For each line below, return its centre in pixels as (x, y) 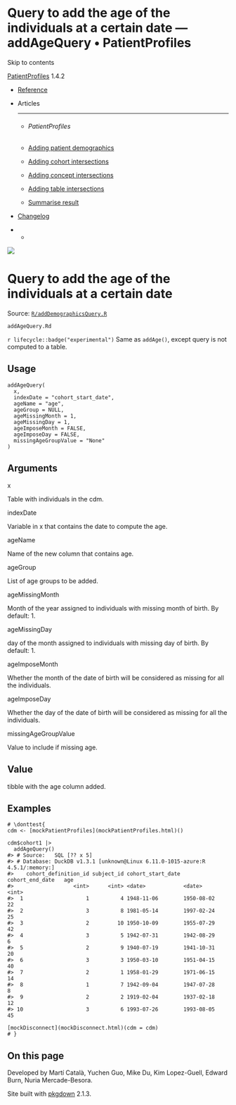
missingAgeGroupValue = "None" (59, 441)
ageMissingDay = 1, (42, 422)
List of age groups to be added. (53, 581)
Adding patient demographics (71, 148)
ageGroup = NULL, (39, 410)
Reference (32, 89)
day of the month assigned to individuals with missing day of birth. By (108, 643)
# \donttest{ (26, 825)
